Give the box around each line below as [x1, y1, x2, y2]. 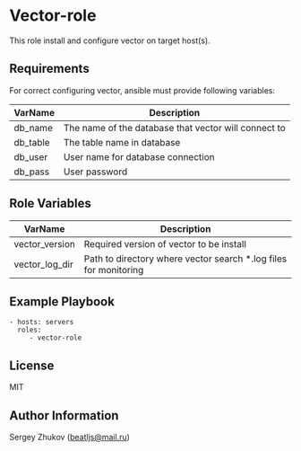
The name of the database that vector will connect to [63, 121, 287, 134]
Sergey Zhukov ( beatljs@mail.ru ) [9, 432, 130, 442]
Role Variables [9, 196, 91, 211]
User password [63, 165, 128, 178]
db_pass [13, 165, 50, 178]
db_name [13, 121, 54, 134]
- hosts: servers [9, 318, 74, 327]
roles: [17, 325, 42, 335]
